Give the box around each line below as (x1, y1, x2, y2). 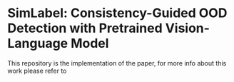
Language (7, 36, 68, 51)
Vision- (165, 20, 210, 36)
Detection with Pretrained (7, 20, 163, 36)
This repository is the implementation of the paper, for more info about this (7, 58, 227, 67)
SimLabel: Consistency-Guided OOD (7, 5, 228, 21)
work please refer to (7, 66, 67, 75)
